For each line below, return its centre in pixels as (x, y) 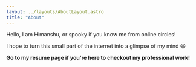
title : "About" (25, 17)
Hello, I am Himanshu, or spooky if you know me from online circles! (91, 34)
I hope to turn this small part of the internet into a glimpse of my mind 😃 (96, 46)
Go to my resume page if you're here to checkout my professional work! (98, 57)
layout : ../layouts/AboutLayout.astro (55, 12)
